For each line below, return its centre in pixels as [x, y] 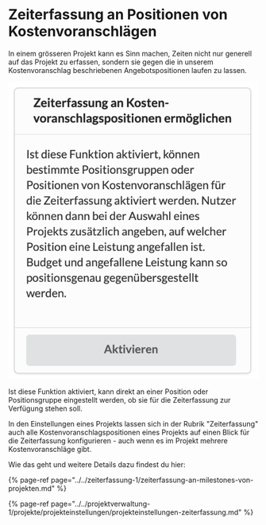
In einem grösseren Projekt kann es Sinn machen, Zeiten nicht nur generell [130, 53]
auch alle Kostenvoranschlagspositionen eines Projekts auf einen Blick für [129, 432]
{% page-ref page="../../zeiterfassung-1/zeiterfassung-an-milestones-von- [131, 480]
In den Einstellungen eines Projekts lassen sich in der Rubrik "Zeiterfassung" [133, 423]
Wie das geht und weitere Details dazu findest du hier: [97, 464]
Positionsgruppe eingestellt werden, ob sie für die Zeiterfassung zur [120, 400]
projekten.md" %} [38, 488]
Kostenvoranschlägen [83, 31]
